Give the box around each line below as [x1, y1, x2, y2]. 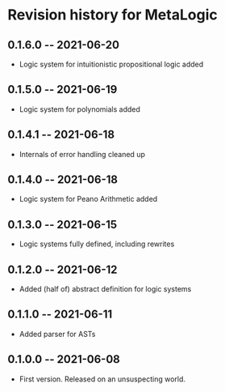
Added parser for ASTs [19, 329, 96, 339]
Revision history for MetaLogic [7, 6, 219, 24]
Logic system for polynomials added [19, 104, 140, 114]
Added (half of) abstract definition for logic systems [19, 284, 192, 294]
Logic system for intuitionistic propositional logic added [19, 59, 204, 69]
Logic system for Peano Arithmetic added [19, 194, 158, 204]
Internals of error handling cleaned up [19, 149, 146, 159]
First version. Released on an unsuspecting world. [19, 374, 186, 384]
